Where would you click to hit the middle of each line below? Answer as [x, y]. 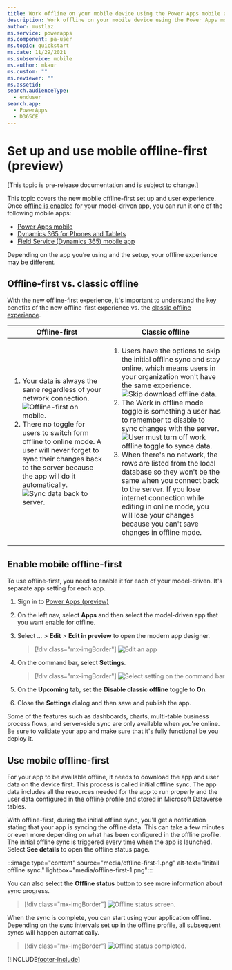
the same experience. [157, 385]
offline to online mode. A [62, 442]
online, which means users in [169, 368]
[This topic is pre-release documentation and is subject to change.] [103, 185]
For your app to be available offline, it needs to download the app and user [113, 777]
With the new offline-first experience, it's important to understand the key [112, 300]
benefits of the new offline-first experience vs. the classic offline [99, 308]
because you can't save [160, 524]
